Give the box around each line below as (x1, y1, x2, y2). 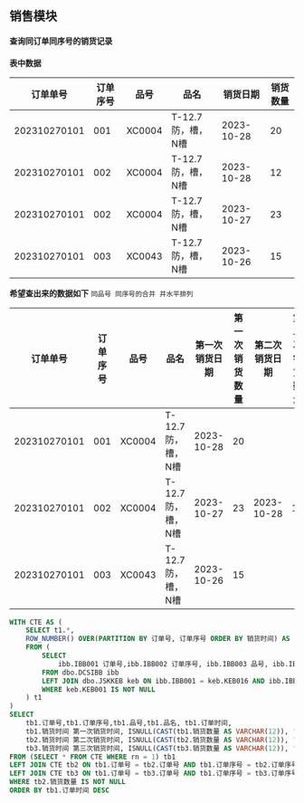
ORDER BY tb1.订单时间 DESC (9, 786, 110, 795)
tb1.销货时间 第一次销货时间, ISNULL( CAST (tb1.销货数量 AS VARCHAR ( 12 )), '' (25, 727, 301, 736)
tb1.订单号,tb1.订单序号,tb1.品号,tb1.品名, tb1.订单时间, (25, 719, 233, 728)
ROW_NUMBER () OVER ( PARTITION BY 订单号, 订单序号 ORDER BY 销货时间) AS (25, 635, 291, 644)
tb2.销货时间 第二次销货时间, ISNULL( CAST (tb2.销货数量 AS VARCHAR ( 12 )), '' (25, 735, 301, 744)
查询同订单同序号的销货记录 (9, 35, 113, 46)
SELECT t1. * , (25, 626, 75, 636)
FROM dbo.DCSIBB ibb (42, 668, 119, 677)
